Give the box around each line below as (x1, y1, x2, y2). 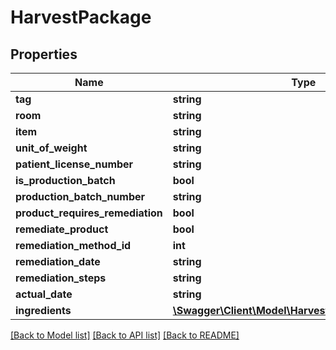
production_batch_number (15, 190, 146, 203)
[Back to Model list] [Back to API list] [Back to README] (10, 329, 240, 341)
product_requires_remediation (15, 206, 163, 220)
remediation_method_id (15, 239, 132, 252)
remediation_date (15, 255, 101, 268)
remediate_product (15, 222, 109, 236)
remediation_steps (15, 271, 107, 285)
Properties (10, 46, 78, 63)
